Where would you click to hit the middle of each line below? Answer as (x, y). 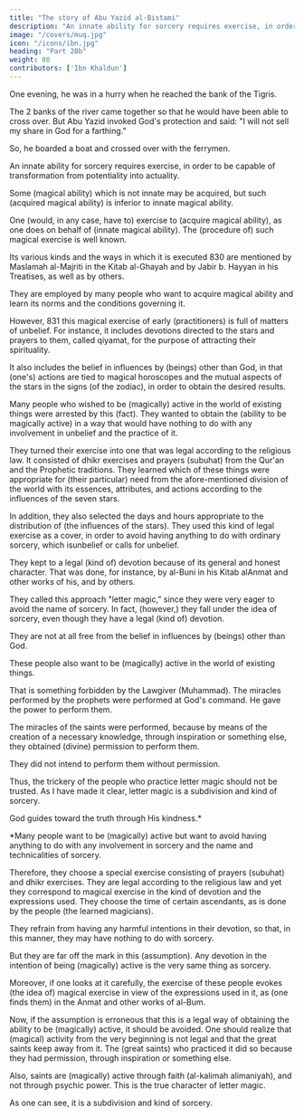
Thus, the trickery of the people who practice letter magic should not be (143, 781)
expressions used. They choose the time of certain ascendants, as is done (148, 901)
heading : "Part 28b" (48, 52)
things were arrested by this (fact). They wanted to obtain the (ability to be (148, 414)
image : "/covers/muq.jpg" (58, 34)
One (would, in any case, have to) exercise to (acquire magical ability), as (146, 220)
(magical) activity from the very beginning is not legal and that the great (143, 1038)
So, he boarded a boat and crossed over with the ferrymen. (120, 148)
